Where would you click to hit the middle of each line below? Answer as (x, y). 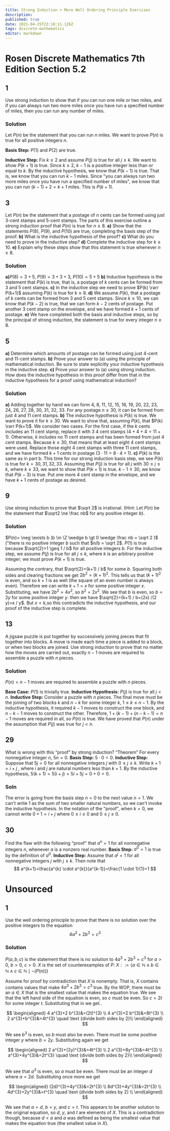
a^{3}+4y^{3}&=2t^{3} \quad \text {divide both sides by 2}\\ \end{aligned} (85, 1055)
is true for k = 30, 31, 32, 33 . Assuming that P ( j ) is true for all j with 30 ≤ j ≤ (83, 463)
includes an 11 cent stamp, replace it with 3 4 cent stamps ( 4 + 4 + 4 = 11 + (83, 432)
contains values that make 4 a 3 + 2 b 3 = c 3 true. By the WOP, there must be (83, 987)
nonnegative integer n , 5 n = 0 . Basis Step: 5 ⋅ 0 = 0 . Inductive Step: (77, 757)
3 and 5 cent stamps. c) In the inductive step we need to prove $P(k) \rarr (82, 288)
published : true (22, 19)
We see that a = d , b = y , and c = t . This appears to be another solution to (82, 1107)
